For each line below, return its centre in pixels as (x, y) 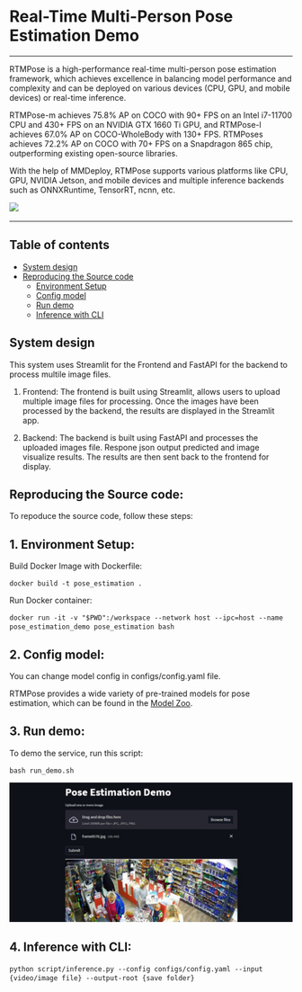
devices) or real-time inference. (68, 97)
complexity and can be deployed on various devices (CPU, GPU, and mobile (150, 88)
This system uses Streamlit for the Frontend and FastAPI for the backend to (148, 364)
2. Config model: (57, 654)
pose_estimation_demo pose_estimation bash (92, 627)
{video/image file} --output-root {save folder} (102, 978)
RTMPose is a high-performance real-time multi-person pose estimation (143, 68)
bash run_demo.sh (42, 771)
